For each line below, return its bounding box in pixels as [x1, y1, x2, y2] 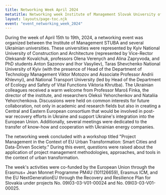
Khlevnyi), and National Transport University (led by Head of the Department [5, 77, 161, 83]
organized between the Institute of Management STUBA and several [5, 40, 144, 46]
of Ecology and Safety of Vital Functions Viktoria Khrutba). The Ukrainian [5, 82, 154, 88]
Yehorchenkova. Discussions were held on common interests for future [5, 97, 150, 104]
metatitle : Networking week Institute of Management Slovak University [5, 12, 156, 17]
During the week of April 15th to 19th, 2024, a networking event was [5, 35, 143, 41]
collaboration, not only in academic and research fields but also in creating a [5, 103, 161, 109]
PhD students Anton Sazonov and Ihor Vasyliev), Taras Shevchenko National [5, 61, 161, 67]
